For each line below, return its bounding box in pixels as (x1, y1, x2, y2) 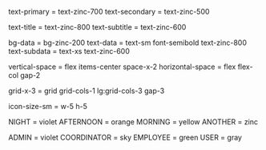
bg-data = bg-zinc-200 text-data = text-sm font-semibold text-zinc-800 (8, 38, 247, 47)
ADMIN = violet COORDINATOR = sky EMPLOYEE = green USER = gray (8, 132, 243, 142)
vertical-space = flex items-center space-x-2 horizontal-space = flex (8, 62, 236, 71)
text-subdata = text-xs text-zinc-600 (8, 47, 131, 55)
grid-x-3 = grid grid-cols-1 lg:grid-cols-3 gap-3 (8, 86, 165, 95)
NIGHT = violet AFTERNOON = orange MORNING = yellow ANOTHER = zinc (8, 117, 259, 127)
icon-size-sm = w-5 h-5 (8, 102, 88, 111)
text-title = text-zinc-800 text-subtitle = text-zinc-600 (8, 22, 187, 31)
